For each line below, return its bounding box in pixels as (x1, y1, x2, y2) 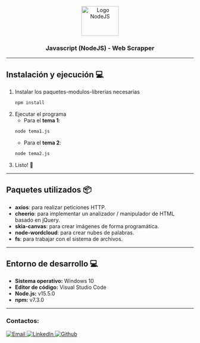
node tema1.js (14, 128, 50, 134)
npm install (14, 100, 45, 106)
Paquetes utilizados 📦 (6, 185, 92, 195)
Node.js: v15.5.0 (14, 290, 55, 297)
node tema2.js (14, 150, 50, 156)
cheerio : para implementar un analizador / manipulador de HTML (14, 210, 175, 217)
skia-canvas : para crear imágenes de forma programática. (14, 222, 160, 229)
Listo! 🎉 (14, 161, 34, 168)
